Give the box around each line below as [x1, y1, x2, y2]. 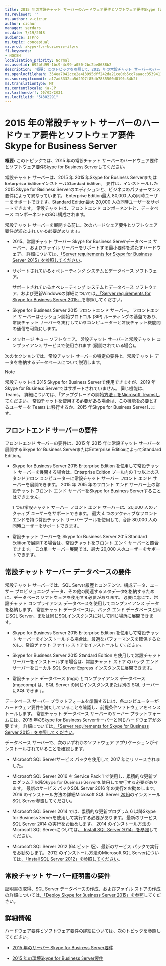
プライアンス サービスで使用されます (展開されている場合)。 [16, 342, 139, 349]
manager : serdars [5, 26, 41, 31]
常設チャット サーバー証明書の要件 [5, 872, 111, 880]
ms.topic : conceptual [5, 40, 50, 45]
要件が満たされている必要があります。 [5, 228, 83, 234]
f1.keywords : [5, 48, 32, 53]
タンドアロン [12, 475, 39, 481]
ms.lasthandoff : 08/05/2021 [5, 90, 63, 95]
